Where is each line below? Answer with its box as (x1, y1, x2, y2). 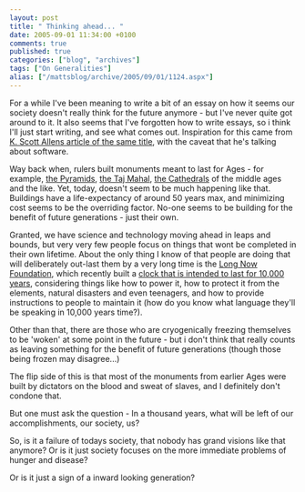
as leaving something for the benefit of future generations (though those (9, 343, 281, 355)
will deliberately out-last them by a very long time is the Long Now (9, 258, 258, 269)
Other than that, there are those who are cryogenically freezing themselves (9, 324, 291, 335)
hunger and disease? (9, 454, 88, 465)
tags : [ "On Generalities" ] (9, 65, 112, 74)
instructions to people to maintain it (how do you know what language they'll (9, 296, 296, 307)
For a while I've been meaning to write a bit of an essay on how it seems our (9, 97, 295, 108)
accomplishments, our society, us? (9, 417, 140, 428)
